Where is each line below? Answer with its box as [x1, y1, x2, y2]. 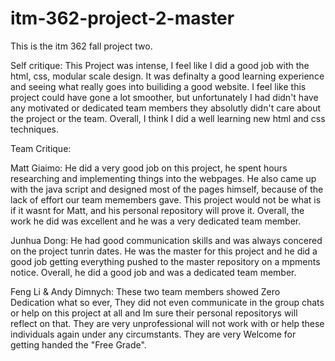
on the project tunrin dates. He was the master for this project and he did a [10, 245, 318, 257]
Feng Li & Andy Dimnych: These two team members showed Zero [10, 285, 281, 297]
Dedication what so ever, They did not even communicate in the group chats [10, 296, 325, 308]
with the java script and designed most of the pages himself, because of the [10, 183, 324, 195]
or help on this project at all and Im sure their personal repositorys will [10, 307, 298, 319]
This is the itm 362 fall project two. [10, 40, 153, 52]
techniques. [10, 123, 59, 135]
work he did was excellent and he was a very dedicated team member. [10, 215, 302, 227]
